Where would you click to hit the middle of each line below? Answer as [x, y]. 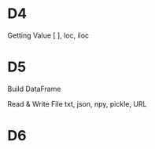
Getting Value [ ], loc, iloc [48, 35]
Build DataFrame [34, 89]
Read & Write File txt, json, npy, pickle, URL [77, 104]
